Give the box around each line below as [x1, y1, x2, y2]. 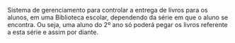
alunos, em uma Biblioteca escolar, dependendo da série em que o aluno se [7, 13, 229, 21]
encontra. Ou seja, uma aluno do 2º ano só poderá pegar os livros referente [7, 21, 228, 28]
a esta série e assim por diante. [7, 28, 99, 36]
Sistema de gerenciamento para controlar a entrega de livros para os [7, 6, 208, 14]
